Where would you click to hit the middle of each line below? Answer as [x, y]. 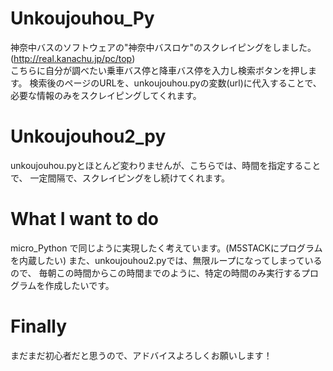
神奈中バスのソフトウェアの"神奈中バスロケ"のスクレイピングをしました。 [163, 47]
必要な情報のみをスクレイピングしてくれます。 [106, 95]
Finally [39, 326]
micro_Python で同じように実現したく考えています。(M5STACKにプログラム [166, 248]
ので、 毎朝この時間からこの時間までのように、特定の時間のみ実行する [156, 273]
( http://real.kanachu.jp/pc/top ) [73, 58]
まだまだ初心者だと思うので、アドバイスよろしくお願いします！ [141, 355]
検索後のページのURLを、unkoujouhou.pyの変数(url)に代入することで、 [175, 83]
